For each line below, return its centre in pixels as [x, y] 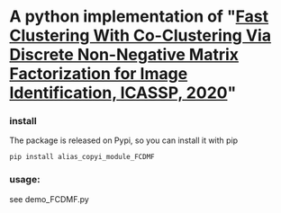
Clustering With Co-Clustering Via [140, 35]
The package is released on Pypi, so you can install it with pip [124, 140]
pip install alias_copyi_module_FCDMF [82, 157]
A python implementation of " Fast [139, 17]
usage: [25, 180]
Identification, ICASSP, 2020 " [123, 93]
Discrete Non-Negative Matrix [124, 55]
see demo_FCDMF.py [50, 199]
